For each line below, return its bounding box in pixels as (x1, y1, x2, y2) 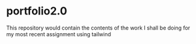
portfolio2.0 (6, 4, 68, 18)
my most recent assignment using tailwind (6, 30, 112, 37)
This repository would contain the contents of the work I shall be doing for (6, 24, 191, 31)
